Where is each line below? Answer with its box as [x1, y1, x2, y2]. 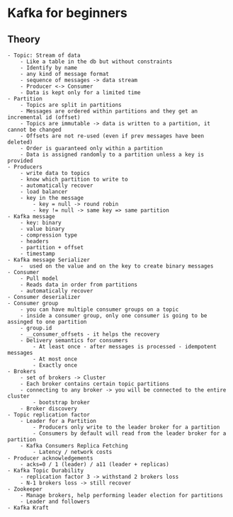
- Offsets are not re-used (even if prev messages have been [20, 132, 204, 140]
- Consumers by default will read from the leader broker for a [33, 430, 227, 437]
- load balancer [20, 188, 69, 195]
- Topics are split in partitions [20, 101, 122, 108]
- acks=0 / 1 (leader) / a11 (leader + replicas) [20, 461, 170, 468]
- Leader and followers [20, 498, 91, 505]
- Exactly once [33, 362, 78, 369]
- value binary [20, 225, 65, 232]
